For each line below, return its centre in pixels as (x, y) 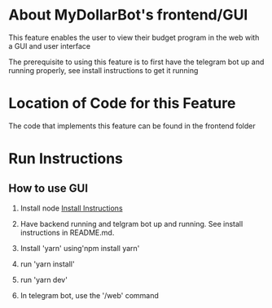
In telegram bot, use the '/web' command (89, 295)
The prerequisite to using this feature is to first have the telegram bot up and (136, 62)
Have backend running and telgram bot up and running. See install (132, 223)
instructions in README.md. (67, 232)
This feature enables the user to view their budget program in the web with (134, 37)
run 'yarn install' (47, 264)
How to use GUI (48, 189)
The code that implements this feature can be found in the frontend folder (132, 126)
